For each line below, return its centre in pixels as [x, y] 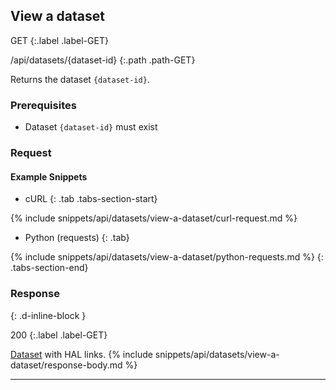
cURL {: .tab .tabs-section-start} [91, 199]
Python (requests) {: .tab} [77, 238]
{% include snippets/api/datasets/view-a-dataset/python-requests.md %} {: [167, 257]
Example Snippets [49, 176]
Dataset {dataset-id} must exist [91, 127]
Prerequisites [43, 105]
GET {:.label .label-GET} [59, 40]
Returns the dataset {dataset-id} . [80, 79]
